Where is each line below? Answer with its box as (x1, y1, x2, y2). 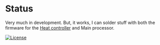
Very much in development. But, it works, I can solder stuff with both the (5, 19, 155, 25)
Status (5, 3, 34, 14)
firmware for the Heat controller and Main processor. (5, 24, 115, 30)
